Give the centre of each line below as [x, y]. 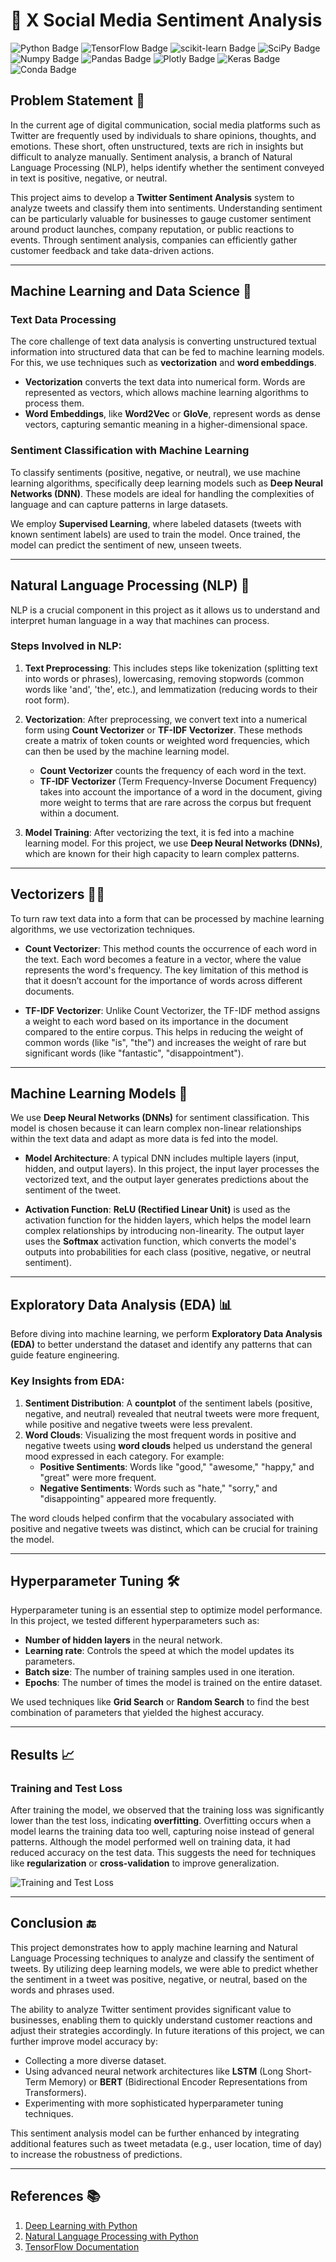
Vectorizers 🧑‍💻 [57, 894]
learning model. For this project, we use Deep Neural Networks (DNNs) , [173, 843]
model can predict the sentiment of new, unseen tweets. [126, 545]
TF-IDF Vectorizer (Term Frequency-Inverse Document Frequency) [178, 781]
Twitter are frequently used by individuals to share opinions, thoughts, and [163, 135]
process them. [54, 403]
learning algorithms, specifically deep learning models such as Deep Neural [166, 483]
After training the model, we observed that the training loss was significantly [167, 1810]
